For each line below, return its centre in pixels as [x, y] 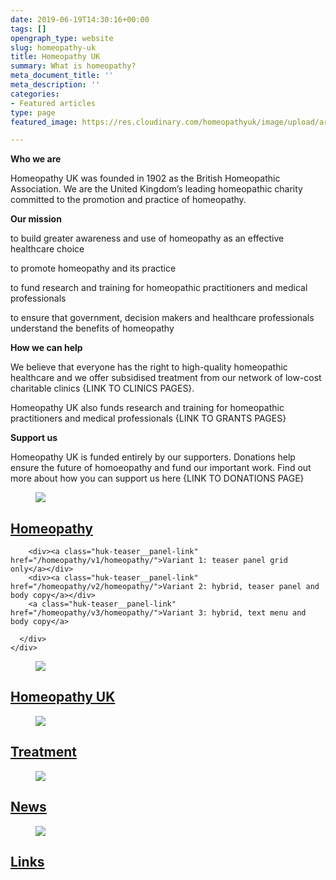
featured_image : [44, 122]
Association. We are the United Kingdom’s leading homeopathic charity [156, 189]
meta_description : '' [55, 85]
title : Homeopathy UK [55, 57]
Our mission [36, 219]
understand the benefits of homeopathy [92, 328]
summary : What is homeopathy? [73, 66]
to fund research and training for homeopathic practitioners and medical [159, 288]
